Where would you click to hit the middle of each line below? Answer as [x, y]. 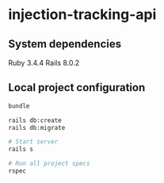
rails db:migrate [37, 128]
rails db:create [35, 120]
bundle [19, 106]
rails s [21, 149]
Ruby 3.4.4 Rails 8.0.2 [44, 63]
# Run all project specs [49, 164]
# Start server [33, 142]
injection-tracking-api [82, 15]
